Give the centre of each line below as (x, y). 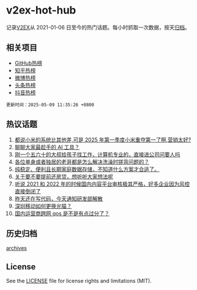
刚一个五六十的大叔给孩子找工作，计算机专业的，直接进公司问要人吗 (97, 154)
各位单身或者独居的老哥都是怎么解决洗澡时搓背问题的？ (82, 162)
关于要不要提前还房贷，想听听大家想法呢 (64, 176)
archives (17, 248)
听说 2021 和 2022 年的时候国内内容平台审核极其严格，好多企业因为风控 (102, 184)
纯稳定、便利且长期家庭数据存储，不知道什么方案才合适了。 (87, 169)
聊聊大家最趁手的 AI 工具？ (47, 147)
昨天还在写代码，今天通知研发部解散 (59, 199)
